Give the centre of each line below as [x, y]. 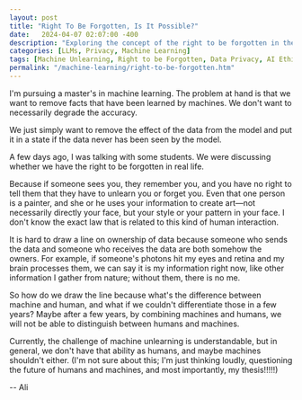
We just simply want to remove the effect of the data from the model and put [151, 129]
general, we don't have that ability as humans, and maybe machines [135, 351]
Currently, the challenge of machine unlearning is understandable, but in [143, 341]
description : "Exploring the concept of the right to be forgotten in [144, 43]
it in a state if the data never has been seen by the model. [115, 139]
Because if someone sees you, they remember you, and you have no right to [151, 183]
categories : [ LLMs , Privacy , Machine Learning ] [100, 51]
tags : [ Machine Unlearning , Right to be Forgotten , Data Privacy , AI [142, 59]
